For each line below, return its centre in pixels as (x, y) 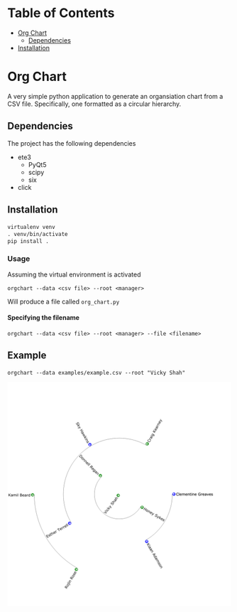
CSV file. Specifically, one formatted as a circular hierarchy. (94, 104)
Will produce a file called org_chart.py (64, 301)
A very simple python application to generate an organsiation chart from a (115, 96)
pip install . (28, 241)
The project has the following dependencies (72, 143)
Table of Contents (61, 13)
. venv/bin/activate (38, 234)
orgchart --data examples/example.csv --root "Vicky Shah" (97, 372)
